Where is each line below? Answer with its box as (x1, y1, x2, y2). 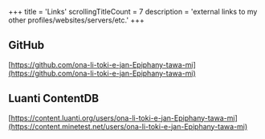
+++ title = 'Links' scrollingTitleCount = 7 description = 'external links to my (8, 7, 258, 16)
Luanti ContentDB (8, 92, 99, 105)
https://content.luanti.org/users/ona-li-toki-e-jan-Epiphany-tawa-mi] (10, 112, 238, 123)
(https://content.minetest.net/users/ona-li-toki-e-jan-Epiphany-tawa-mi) (8, 121, 248, 131)
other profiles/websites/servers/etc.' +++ (8, 15, 145, 25)
